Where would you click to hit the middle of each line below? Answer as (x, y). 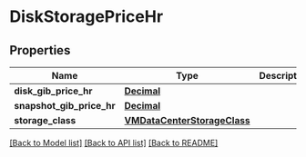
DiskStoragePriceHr (87, 17)
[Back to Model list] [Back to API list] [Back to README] (114, 143)
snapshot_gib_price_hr (65, 106)
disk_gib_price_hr (53, 91)
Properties (40, 50)
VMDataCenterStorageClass (187, 120)
